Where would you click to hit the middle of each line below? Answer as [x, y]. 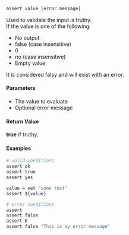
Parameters [21, 88]
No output [27, 37]
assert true [21, 172]
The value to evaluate [41, 102]
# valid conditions [30, 161]
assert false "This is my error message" [58, 227]
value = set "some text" [37, 188]
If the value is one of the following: [48, 26]
